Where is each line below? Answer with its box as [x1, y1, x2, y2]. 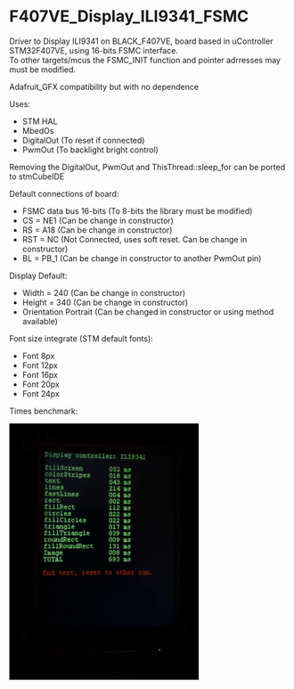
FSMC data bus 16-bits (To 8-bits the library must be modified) [21, 205, 253, 216]
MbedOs [21, 125, 54, 135]
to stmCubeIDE [9, 171, 65, 182]
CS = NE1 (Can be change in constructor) [21, 215, 174, 226]
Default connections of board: [9, 188, 119, 199]
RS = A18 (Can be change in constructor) [21, 225, 173, 235]
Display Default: [9, 270, 68, 281]
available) [21, 316, 58, 326]
